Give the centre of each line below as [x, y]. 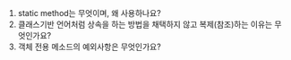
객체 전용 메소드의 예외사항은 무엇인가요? [89, 47]
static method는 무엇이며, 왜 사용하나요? [89, 13]
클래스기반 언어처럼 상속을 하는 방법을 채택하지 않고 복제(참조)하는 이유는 [145, 24]
